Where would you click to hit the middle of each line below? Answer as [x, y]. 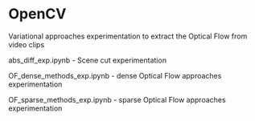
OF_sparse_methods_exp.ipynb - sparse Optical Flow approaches [117, 99]
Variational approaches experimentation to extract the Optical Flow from [128, 36]
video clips [27, 44]
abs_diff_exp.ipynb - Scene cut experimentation [88, 60]
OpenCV [37, 14]
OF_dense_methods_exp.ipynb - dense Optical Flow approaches [115, 75]
